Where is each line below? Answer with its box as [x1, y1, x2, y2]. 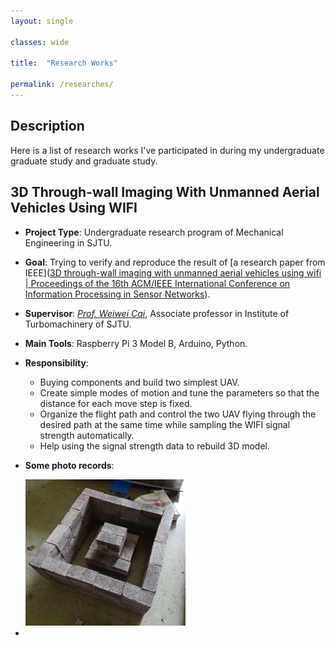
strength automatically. [39, 429, 135, 441]
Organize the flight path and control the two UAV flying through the [39, 408, 317, 420]
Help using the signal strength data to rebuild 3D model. [39, 440, 271, 452]
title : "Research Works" [10, 58, 118, 69]
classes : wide [10, 37, 70, 47]
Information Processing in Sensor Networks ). [24, 288, 211, 300]
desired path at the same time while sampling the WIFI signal [39, 418, 291, 430]
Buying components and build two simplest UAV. [39, 376, 240, 388]
